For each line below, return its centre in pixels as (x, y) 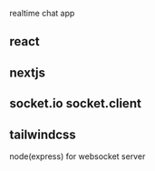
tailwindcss (43, 134)
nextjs (27, 72)
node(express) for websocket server (77, 156)
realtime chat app (42, 13)
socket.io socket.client (76, 104)
